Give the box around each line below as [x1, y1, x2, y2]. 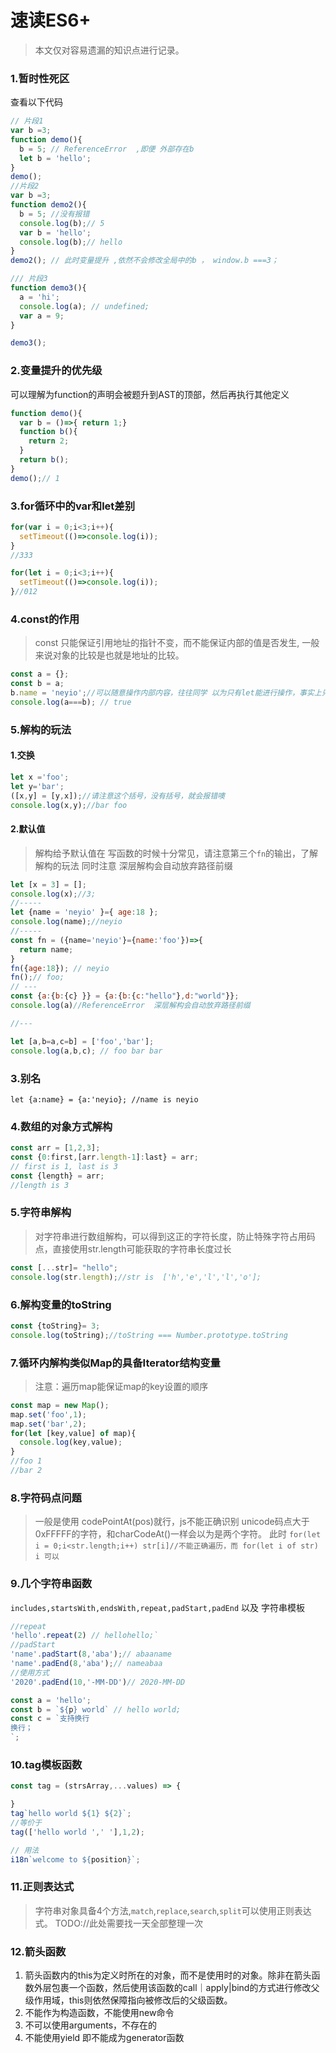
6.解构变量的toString [10, 1297, 112, 1311]
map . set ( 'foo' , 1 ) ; [10, 1409, 87, 1420]
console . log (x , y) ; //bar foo [10, 800, 128, 810]
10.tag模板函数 [10, 1757, 83, 1771]
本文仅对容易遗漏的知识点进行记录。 [34, 44, 185, 56]
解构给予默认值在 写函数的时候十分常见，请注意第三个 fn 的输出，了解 [34, 847, 319, 859]
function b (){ [19, 427, 78, 437]
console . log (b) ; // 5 [19, 218, 105, 228]
